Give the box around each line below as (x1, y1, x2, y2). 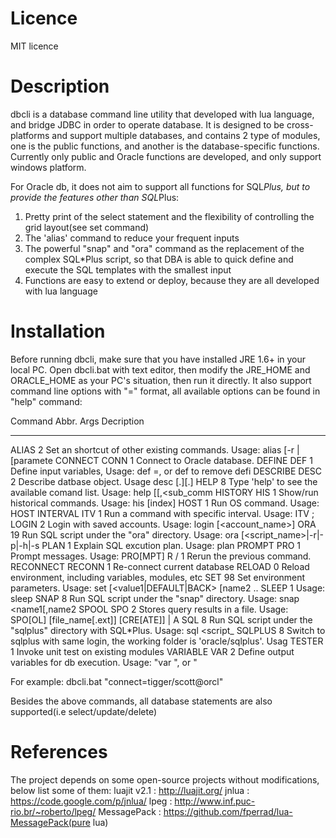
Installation (10, 320, 106, 343)
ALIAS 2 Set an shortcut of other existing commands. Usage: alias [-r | (10, 443, 300, 456)
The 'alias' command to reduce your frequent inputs (24, 232, 240, 244)
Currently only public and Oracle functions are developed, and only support (10, 150, 322, 162)
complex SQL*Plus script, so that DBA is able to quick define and (24, 253, 294, 265)
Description (10, 75, 110, 98)
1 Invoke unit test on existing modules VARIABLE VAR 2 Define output (10, 645, 295, 657)
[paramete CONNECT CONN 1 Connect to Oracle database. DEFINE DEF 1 (10, 454, 313, 466)
